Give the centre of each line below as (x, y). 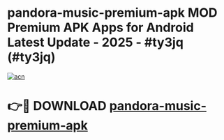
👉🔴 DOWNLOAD (57, 106)
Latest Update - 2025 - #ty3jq (95, 42)
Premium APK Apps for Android (100, 28)
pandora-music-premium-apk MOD (112, 13)
